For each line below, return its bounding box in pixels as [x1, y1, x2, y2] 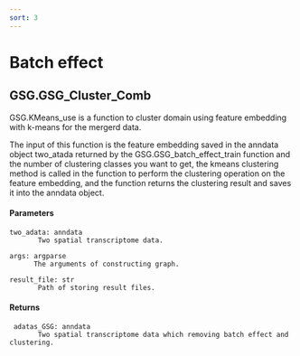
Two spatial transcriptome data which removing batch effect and [37, 331, 289, 340]
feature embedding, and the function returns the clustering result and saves [9, 177, 292, 188]
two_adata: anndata [9, 228, 83, 237]
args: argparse [9, 251, 67, 260]
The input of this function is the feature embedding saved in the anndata [9, 139, 279, 150]
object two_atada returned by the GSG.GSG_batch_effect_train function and [9, 148, 291, 159]
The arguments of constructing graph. [33, 259, 180, 268]
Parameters [9, 208, 54, 219]
